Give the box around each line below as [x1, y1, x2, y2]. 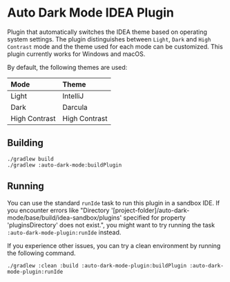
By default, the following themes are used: [7, 63, 128, 71]
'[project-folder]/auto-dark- [111, 206, 190, 214]
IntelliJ [62, 91, 84, 101]
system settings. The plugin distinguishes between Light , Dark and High [7, 35, 211, 43]
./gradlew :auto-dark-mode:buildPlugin [7, 161, 122, 169]
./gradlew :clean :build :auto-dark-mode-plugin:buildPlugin [7, 262, 187, 269]
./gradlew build [7, 156, 54, 162]
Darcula [62, 102, 88, 112]
